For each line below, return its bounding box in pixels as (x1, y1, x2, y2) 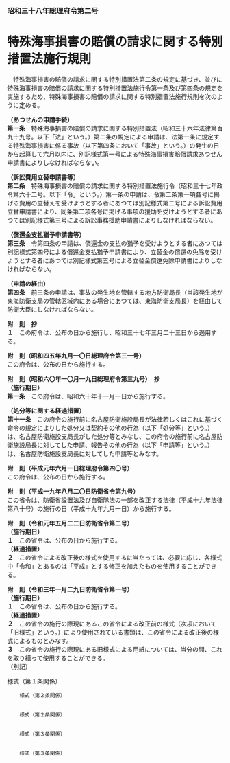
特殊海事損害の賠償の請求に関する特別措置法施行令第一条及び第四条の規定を (7, 84, 223, 92)
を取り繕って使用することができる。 (7, 654, 110, 662)
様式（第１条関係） (7, 676, 62, 685)
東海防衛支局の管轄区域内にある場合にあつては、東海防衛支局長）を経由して (7, 297, 223, 305)
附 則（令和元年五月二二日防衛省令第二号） (7, 519, 133, 527)
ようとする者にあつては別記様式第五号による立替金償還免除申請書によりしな (7, 256, 222, 264)
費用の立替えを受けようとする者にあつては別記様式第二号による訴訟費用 (18, 198, 222, 207)
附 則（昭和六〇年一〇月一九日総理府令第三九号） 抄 (7, 374, 160, 383)
